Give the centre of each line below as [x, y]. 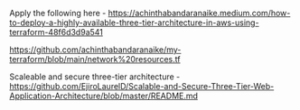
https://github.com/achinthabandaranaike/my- [95, 50]
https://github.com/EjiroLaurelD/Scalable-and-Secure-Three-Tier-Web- [142, 86]
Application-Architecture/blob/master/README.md [104, 96]
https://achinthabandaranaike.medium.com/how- [199, 13]
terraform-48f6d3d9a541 [56, 32]
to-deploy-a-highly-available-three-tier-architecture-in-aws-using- [134, 23]
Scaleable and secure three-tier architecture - [95, 77]
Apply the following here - [58, 13]
